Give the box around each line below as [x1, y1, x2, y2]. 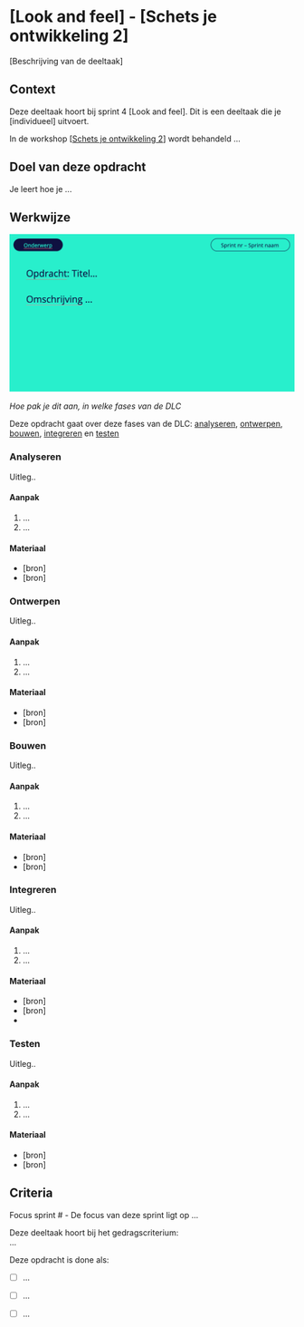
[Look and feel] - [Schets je [9, 6, 217, 27]
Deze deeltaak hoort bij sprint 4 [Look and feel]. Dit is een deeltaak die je [9, 106, 282, 117]
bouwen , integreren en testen [9, 428, 119, 439]
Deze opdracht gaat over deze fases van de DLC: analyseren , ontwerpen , [9, 419, 283, 430]
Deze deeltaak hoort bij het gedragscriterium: [9, 1226, 179, 1238]
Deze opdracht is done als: [9, 1254, 109, 1265]
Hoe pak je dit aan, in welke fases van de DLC [9, 401, 182, 412]
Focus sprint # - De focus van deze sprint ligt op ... [9, 1209, 199, 1220]
